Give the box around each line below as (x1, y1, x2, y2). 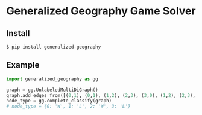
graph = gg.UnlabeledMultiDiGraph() (6, 87, 98, 93)
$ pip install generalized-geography (6, 44, 101, 50)
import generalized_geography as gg (6, 76, 98, 82)
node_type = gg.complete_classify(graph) (6, 98, 112, 104)
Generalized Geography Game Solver (6, 4, 196, 18)
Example (6, 60, 40, 70)
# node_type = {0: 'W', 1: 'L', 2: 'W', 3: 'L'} (6, 104, 131, 110)
